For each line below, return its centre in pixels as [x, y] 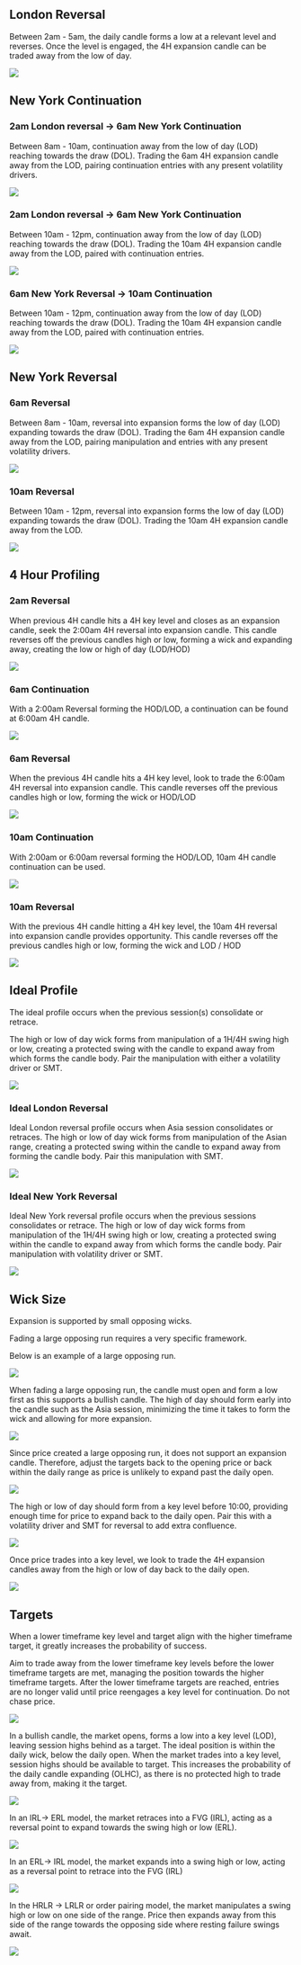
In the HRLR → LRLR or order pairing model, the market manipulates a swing [150, 1905]
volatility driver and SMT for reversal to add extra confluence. [123, 1526]
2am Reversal [40, 601]
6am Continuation [49, 689]
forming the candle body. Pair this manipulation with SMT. [116, 1157]
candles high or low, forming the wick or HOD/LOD [102, 797]
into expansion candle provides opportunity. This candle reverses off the [144, 935]
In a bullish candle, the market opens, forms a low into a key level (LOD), [143, 1736]
